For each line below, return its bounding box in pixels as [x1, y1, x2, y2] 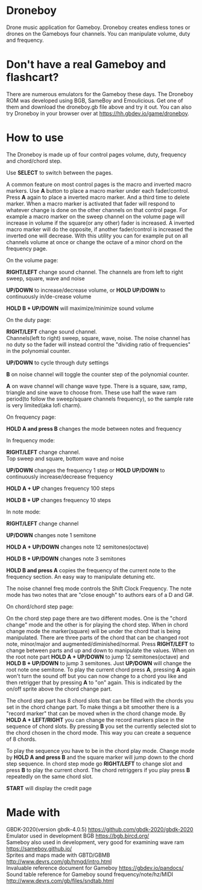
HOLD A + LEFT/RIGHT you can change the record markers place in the [6, 716, 185, 723]
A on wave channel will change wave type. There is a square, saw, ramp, [6, 382, 187, 390]
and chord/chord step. [6, 157, 62, 164]
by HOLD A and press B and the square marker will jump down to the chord [6, 753, 194, 761]
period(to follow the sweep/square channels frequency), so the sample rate [6, 395, 194, 402]
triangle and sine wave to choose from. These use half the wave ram [6, 389, 177, 396]
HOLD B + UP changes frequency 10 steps [6, 496, 112, 503]
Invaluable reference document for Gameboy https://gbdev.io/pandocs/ [6, 864, 184, 871]
